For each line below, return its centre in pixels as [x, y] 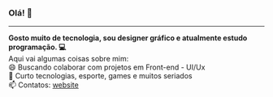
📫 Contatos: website [43, 85]
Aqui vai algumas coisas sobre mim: [69, 59]
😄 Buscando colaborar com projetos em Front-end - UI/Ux [107, 67]
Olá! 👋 [20, 13]
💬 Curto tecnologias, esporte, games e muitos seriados [100, 76]
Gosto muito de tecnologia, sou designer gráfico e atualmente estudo [128, 38]
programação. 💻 [37, 47]
